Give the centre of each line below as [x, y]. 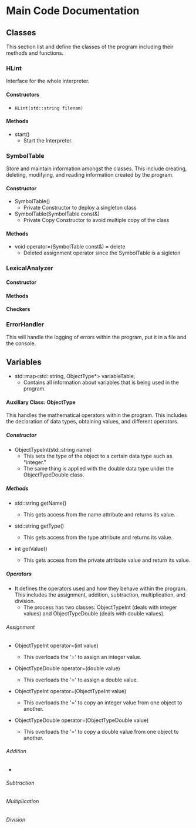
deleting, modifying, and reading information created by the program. [90, 175]
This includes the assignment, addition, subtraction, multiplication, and [100, 595]
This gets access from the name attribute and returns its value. [99, 515]
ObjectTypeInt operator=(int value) [56, 645]
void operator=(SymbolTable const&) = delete [70, 247]
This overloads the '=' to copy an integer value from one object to [103, 703]
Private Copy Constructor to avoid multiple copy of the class [96, 220]
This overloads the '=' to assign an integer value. [82, 657]
